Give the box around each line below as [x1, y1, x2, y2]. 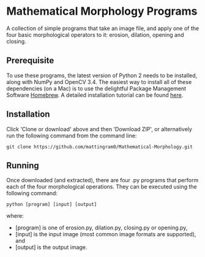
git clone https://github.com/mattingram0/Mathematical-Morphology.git [6, 144, 193, 150]
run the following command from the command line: [6, 132, 137, 139]
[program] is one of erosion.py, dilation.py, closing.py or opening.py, [15, 224, 188, 231]
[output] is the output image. [15, 244, 88, 251]
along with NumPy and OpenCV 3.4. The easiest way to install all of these [6, 78, 192, 85]
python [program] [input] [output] [6, 201, 97, 208]
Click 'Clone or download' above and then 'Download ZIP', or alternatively [6, 125, 193, 132]
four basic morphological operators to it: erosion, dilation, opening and [6, 31, 184, 38]
